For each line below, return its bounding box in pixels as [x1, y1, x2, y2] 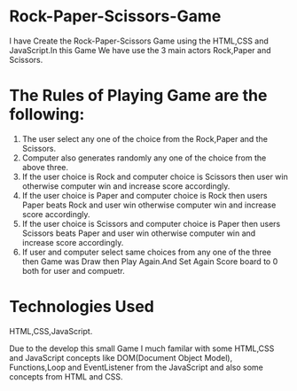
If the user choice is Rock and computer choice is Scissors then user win [21, 171, 288, 182]
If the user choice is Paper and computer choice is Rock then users [21, 190, 268, 200]
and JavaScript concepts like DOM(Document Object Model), [9, 352, 233, 363]
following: [9, 105, 85, 125]
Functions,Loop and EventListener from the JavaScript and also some [9, 362, 264, 372]
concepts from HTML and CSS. [9, 371, 123, 382]
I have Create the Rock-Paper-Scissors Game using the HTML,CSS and [9, 35, 269, 46]
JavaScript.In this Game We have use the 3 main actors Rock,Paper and [9, 44, 271, 55]
